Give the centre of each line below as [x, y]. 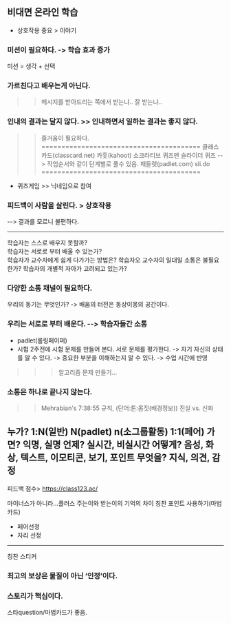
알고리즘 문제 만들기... [88, 372]
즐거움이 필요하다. [65, 138]
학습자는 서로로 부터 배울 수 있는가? [55, 251]
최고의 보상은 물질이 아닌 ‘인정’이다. [63, 575]
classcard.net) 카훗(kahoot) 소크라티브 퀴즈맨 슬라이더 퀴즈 [135, 155]
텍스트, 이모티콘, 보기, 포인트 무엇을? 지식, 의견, [115, 458]
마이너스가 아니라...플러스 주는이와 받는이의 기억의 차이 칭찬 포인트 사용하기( [109, 503]
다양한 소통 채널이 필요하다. [50, 288]
